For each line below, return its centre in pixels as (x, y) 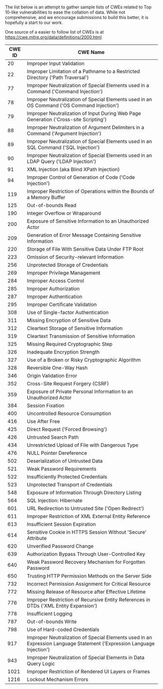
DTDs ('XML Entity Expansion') (62, 606)
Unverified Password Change (60, 546)
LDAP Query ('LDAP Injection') (62, 161)
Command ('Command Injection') (65, 91)
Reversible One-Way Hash (57, 368)
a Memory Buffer (46, 197)
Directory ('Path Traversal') (58, 77)
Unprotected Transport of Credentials (70, 485)
